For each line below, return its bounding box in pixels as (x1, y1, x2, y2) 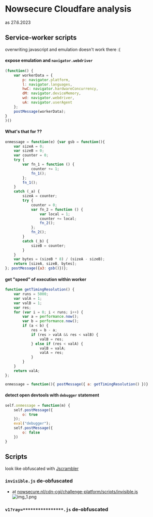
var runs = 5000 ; (14, 292, 49, 297)
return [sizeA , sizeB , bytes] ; (14, 261, 77, 266)
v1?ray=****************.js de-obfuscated (5, 506, 108, 513)
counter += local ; (39, 216, 77, 221)
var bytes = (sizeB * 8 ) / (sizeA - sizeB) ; (14, 257, 105, 262)
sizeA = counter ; (22, 193, 57, 199)
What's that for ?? (5, 129, 42, 135)
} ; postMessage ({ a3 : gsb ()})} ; (5, 266, 68, 271)
